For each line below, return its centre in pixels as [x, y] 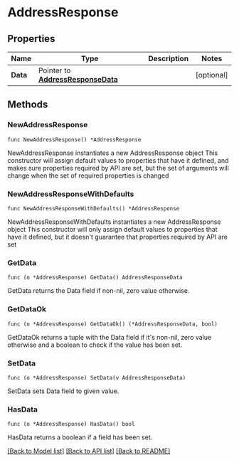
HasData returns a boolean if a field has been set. [80, 437]
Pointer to [54, 70]
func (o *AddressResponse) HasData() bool [71, 424]
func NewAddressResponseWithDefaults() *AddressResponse [94, 208]
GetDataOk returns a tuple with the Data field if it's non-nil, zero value [110, 337]
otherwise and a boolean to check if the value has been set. [95, 345]
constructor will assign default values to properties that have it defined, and [118, 160]
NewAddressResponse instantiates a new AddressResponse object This [113, 153]
